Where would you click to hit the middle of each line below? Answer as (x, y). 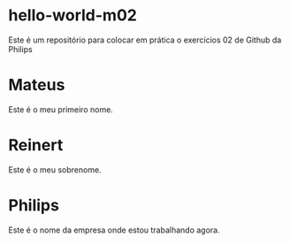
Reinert (36, 145)
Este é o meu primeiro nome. (61, 109)
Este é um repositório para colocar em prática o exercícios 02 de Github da (145, 40)
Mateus (37, 85)
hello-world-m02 (73, 15)
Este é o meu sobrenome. (55, 170)
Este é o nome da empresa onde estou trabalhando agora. (114, 230)
